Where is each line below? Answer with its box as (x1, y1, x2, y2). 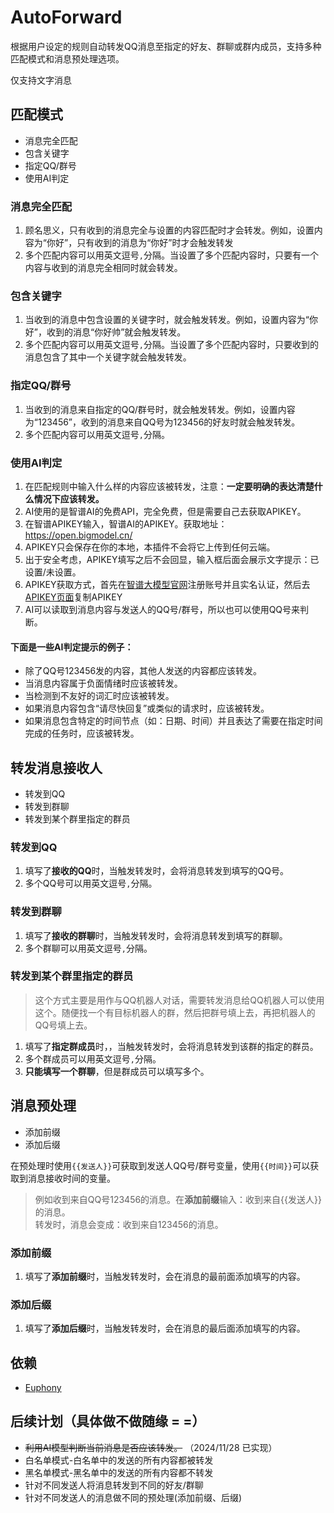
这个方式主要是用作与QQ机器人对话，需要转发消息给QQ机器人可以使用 (34, 994, 325, 1006)
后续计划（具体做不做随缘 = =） (10, 1413, 206, 1430)
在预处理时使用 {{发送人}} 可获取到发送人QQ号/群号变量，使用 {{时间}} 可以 (10, 1159, 311, 1171)
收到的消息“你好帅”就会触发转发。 (46, 326, 187, 338)
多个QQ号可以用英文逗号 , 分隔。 (24, 877, 158, 890)
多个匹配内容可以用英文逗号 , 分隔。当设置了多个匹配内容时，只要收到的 (24, 339, 319, 351)
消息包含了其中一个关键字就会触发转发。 (24, 351, 192, 363)
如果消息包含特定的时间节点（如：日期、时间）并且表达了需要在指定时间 (24, 715, 323, 727)
